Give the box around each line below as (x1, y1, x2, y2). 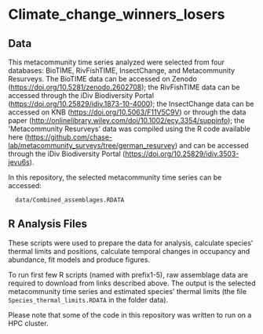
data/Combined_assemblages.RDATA (15, 196, 125, 204)
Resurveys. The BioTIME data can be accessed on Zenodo (8, 74, 198, 83)
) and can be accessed (174, 141, 249, 150)
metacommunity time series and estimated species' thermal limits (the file (8, 286, 247, 296)
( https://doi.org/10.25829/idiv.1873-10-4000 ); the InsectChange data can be (8, 100, 254, 108)
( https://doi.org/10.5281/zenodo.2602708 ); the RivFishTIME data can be (8, 82, 241, 92)
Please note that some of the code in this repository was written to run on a (8, 310, 252, 319)
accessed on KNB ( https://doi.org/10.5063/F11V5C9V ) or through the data (8, 107, 247, 117)
